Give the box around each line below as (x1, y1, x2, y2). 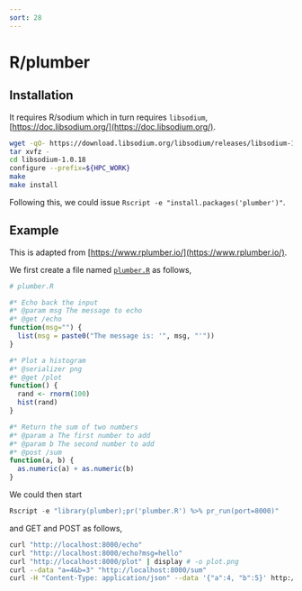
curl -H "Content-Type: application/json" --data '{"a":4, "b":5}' (9, 574, 268, 583)
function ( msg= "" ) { (9, 323, 83, 332)
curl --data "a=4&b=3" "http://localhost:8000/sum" (9, 565, 207, 575)
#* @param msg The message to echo (9, 306, 143, 315)
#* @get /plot (9, 373, 63, 382)
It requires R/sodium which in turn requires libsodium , (9, 112, 209, 123)
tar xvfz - (9, 147, 50, 156)
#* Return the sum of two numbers (9, 423, 139, 432)
